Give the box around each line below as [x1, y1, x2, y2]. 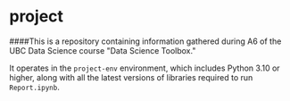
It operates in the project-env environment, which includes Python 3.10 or [9, 63, 280, 73]
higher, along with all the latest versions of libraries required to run [9, 72, 253, 82]
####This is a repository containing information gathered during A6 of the [9, 36, 282, 46]
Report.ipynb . [9, 81, 60, 92]
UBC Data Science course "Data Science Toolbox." [9, 45, 196, 55]
